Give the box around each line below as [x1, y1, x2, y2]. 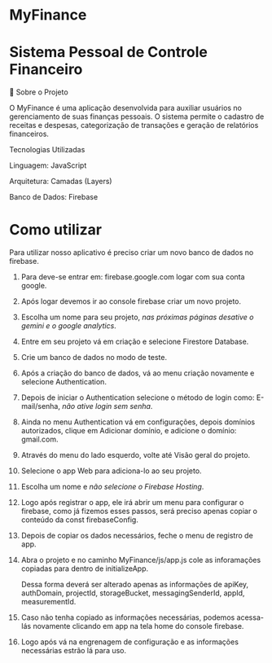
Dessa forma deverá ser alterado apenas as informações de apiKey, [20, 580, 249, 590]
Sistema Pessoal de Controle [9, 43, 208, 62]
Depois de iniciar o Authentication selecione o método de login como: [20, 393, 255, 402]
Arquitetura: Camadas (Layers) [9, 177, 112, 187]
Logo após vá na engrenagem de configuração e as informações [20, 637, 239, 647]
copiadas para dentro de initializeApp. [20, 564, 149, 573]
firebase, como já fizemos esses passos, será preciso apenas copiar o [20, 507, 257, 516]
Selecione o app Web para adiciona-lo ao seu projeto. [20, 466, 202, 476]
